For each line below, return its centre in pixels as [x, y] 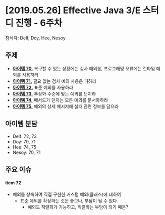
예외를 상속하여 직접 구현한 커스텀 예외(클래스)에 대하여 [67, 194]
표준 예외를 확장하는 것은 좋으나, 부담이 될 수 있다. [69, 201]
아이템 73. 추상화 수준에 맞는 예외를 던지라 [54, 93]
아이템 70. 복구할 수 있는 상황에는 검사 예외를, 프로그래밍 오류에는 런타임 [84, 68]
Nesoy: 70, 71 [26, 152]
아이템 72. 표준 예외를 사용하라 [43, 87]
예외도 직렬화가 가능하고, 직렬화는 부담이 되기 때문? [78, 207]
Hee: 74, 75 [24, 147]
